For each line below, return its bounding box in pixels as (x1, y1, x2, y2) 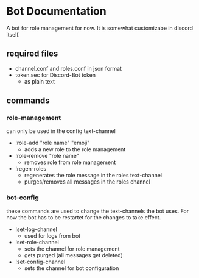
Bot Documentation (6, 4, 106, 18)
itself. (6, 30, 20, 38)
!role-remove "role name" (15, 152, 79, 160)
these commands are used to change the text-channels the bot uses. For (6, 207, 189, 215)
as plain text (24, 77, 55, 85)
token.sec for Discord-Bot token (15, 71, 96, 79)
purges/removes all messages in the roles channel (24, 178, 151, 185)
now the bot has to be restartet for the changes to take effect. (6, 213, 161, 221)
